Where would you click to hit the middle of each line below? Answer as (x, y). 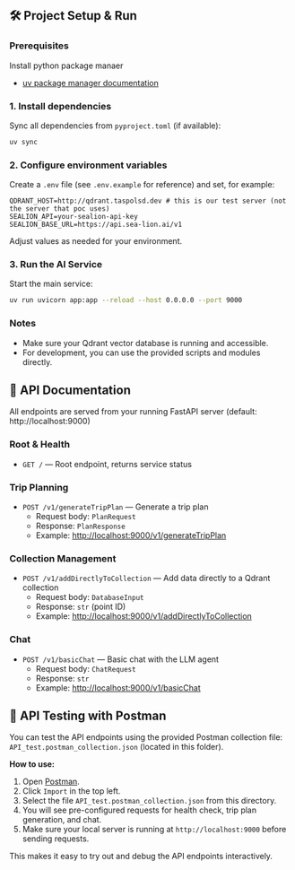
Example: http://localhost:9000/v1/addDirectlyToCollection (144, 616)
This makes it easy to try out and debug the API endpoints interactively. (141, 857)
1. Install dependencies (61, 106)
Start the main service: (51, 284)
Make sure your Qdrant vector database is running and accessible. (145, 343)
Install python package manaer (66, 65)
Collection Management (63, 558)
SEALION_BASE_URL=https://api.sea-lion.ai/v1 (95, 225)
